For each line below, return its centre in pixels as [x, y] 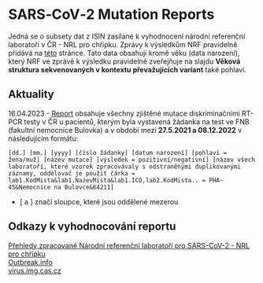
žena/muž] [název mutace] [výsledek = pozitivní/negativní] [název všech [132, 160]
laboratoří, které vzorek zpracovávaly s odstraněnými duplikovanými [125, 167]
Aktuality [31, 95]
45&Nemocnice [30, 187]
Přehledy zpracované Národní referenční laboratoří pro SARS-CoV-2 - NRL [129, 245]
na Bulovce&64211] [84, 187]
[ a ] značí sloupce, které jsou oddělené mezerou [99, 201]
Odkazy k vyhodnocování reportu [92, 227]
